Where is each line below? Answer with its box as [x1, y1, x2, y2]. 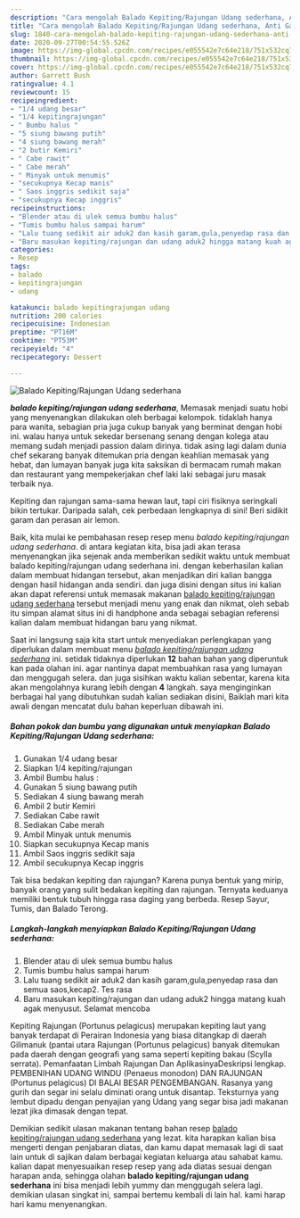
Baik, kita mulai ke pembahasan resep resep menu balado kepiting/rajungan [10, 532, 290, 543]
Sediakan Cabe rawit [22, 809, 100, 821]
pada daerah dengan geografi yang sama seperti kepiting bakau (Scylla [10, 1048, 272, 1059]
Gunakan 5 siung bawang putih [22, 782, 138, 792]
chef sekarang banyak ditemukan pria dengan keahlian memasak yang [10, 450, 270, 460]
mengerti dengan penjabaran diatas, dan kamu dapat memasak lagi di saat [10, 1141, 284, 1152]
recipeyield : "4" [10, 344, 75, 353]
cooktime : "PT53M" [10, 336, 78, 345]
